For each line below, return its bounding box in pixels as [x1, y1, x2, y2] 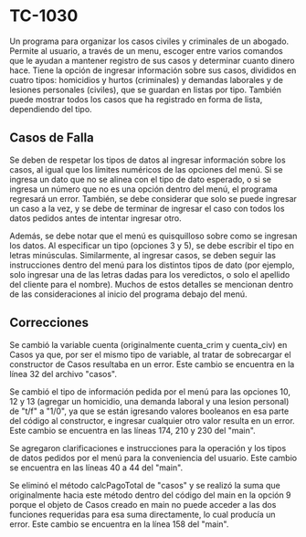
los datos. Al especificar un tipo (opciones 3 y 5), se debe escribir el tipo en [9, 239, 294, 251]
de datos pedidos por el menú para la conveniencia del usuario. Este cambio [9, 452, 298, 463]
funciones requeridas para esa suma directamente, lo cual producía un [9, 509, 276, 520]
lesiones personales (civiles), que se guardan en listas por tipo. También [9, 84, 281, 95]
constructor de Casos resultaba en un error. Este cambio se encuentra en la [9, 358, 295, 370]
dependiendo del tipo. [9, 103, 93, 114]
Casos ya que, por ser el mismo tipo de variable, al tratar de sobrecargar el [9, 349, 291, 360]
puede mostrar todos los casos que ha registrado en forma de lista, [9, 93, 263, 105]
